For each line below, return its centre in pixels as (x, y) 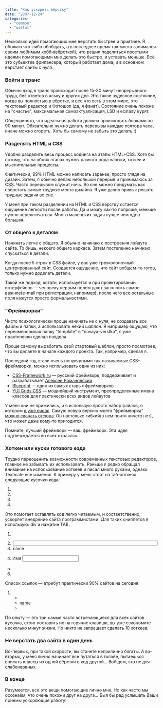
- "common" (20, 23)
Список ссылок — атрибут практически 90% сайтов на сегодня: (72, 583)
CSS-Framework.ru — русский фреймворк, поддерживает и (74, 375)
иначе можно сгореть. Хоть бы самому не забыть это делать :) (71, 131)
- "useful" (20, 28)
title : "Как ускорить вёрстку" (37, 9)
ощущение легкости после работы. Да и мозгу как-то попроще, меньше (81, 209)
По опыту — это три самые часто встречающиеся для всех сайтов (75, 618)
